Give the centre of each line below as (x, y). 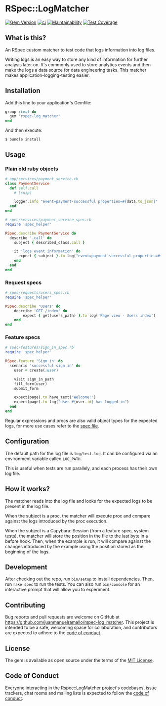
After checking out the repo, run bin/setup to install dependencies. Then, (80, 579)
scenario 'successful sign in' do (45, 366)
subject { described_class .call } (49, 242)
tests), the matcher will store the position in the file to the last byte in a (77, 536)
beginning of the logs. (27, 552)
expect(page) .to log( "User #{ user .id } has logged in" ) (72, 402)
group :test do (21, 112)
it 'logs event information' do (47, 251)
